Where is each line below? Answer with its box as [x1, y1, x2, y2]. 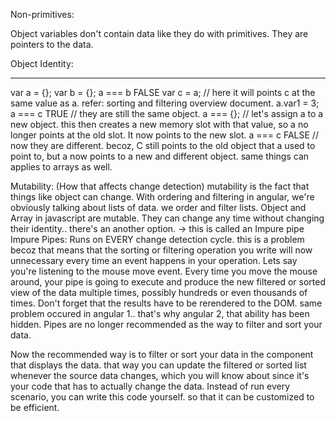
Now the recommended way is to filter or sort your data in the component [10, 349, 314, 360]
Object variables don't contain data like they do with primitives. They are [10, 28, 309, 39]
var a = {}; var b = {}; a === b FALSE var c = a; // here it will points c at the [10, 87, 316, 98]
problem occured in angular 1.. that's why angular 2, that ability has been [10, 308, 310, 319]
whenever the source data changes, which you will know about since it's [10, 370, 310, 381]
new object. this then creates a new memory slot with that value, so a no [10, 119, 309, 130]
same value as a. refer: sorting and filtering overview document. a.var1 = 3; [10, 97, 320, 109]
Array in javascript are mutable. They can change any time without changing [10, 212, 325, 224]
